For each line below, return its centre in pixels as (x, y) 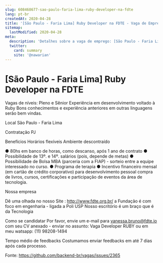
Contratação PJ (21, 132)
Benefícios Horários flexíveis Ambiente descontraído (57, 142)
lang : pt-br (17, 14)
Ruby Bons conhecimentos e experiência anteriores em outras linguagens (79, 108)
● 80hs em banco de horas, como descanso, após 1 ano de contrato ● (76, 151)
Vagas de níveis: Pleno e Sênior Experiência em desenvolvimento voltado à (80, 103)
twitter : (18, 46)
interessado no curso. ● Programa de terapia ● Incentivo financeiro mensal (81, 167)
